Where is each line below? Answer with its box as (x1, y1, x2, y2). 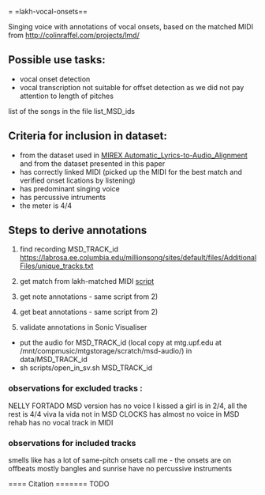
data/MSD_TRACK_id (19, 355, 88, 365)
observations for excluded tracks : (8, 383, 144, 394)
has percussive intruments (19, 192, 106, 202)
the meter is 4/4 (19, 201, 73, 210)
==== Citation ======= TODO (8, 479, 110, 489)
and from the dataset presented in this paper (19, 158, 166, 168)
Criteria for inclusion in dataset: (8, 130, 168, 143)
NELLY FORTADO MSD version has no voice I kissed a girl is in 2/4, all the (8, 401, 248, 410)
